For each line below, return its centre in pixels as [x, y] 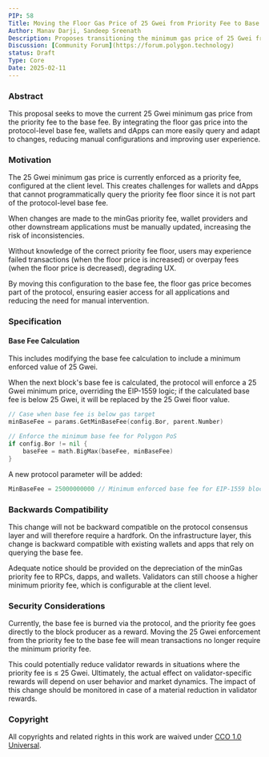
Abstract [26, 96]
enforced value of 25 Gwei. [53, 367]
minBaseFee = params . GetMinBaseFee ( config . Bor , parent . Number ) [116, 422]
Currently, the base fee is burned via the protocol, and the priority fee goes [132, 624]
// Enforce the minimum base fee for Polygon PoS [93, 437]
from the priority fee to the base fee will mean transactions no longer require [134, 641]
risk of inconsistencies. [46, 236]
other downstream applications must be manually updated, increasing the [130, 227]
